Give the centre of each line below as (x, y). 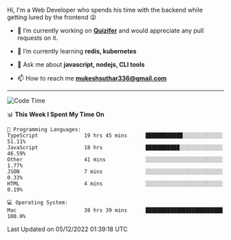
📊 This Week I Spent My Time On (56, 114)
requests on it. (37, 38)
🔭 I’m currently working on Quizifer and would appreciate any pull (110, 31)
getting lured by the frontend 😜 (52, 17)
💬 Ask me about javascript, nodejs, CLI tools (81, 64)
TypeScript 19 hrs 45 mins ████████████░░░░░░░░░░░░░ (115, 135)
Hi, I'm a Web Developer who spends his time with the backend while (105, 10)
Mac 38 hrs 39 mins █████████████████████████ (115, 210)
